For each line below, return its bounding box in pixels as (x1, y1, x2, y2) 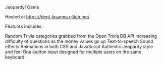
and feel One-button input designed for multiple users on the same (5, 49, 142, 55)
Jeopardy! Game (5, 4, 40, 10)
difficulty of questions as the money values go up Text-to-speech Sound (5, 38, 154, 44)
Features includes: (5, 23, 43, 29)
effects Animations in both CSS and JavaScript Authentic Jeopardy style (5, 44, 153, 49)
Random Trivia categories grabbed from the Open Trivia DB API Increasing (5, 33, 157, 39)
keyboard (5, 54, 25, 60)
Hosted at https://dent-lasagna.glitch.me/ (5, 14, 90, 19)
